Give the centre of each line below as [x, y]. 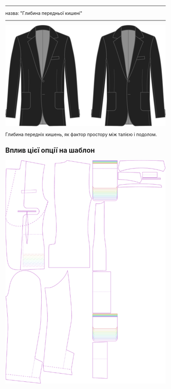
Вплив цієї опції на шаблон [50, 150]
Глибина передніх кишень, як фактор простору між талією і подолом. [81, 134]
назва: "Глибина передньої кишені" [44, 13]
